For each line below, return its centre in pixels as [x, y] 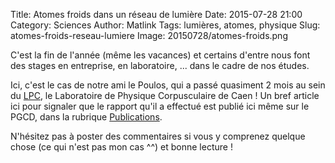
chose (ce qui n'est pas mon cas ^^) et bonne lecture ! [121, 147]
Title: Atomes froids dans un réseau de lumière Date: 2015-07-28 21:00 [156, 14]
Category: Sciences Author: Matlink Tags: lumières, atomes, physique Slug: [165, 25]
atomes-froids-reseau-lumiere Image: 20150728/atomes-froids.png [149, 35]
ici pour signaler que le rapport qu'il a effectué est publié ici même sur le [160, 106]
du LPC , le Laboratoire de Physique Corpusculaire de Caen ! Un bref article [165, 95]
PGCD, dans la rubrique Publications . [86, 117]
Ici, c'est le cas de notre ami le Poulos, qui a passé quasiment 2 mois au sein [168, 85]
